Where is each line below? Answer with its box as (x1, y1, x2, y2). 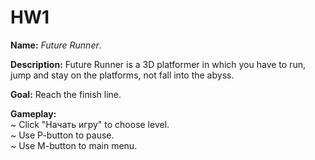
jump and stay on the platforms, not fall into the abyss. (10, 69, 235, 81)
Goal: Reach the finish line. (10, 88, 122, 100)
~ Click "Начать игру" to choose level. (10, 118, 170, 130)
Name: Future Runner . (10, 39, 102, 51)
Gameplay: (10, 107, 57, 120)
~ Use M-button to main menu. (10, 139, 138, 151)
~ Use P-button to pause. (10, 129, 115, 141)
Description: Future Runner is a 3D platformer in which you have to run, (10, 58, 306, 70)
